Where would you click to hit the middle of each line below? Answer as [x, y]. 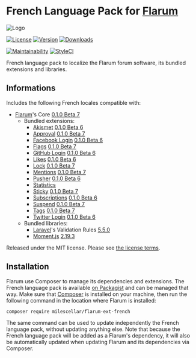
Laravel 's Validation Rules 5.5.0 [71, 230]
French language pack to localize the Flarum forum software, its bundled [96, 63]
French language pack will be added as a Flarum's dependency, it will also [98, 335]
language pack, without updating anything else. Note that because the [93, 329]
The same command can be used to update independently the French [93, 322]
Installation [28, 267]
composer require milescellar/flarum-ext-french [68, 312]
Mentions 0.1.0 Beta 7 [59, 172]
